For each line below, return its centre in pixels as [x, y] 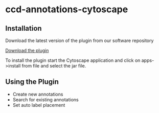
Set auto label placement [39, 105]
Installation [24, 28]
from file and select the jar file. [54, 66]
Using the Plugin [32, 82]
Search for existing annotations [46, 99]
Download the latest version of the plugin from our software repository [79, 40]
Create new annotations [38, 94]
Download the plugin [27, 50]
